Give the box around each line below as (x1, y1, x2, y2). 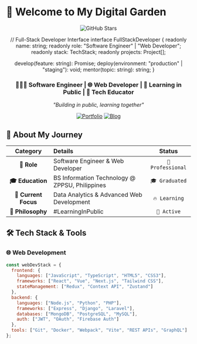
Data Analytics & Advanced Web (53, 190, 142, 199)
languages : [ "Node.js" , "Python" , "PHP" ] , (16, 300, 122, 306)
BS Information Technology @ (53, 174, 136, 182)
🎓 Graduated (150, 178, 187, 184)
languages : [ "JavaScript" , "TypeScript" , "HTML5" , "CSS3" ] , (16, 273, 167, 279)
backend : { (11, 294, 38, 301)
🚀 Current (14, 190, 42, 199)
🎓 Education (9, 176, 47, 185)
